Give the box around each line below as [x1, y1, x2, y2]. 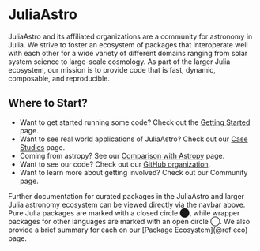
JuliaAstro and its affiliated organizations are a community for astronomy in [8, 32, 253, 41]
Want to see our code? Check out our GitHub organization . [19, 159, 211, 169]
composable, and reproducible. [8, 73, 111, 83]
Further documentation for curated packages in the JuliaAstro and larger [8, 191, 245, 200]
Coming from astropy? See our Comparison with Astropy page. [19, 151, 225, 160]
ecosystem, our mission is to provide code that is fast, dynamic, [8, 65, 216, 74]
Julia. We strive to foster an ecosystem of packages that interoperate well [8, 39, 248, 49]
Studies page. [19, 142, 66, 152]
